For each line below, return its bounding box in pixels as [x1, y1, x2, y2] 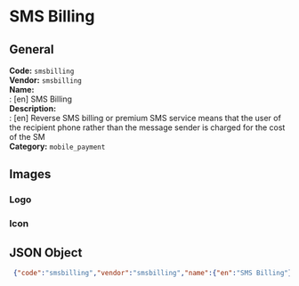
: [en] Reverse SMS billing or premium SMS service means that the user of [9, 113, 282, 123]
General [9, 42, 55, 57]
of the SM [9, 132, 46, 142]
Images [9, 167, 52, 182]
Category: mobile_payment [9, 141, 106, 151]
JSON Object [9, 245, 83, 260]
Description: [9, 103, 56, 113]
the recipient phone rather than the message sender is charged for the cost [9, 122, 286, 133]
